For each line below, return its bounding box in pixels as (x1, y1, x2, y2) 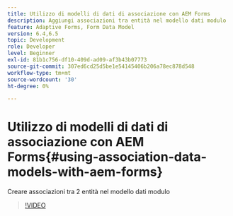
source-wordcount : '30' (7, 76, 78, 83)
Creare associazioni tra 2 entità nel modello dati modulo (7, 188, 170, 196)
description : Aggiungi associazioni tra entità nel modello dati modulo (7, 17, 227, 24)
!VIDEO (24, 201, 46, 210)
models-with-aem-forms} (7, 164, 163, 180)
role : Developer (7, 43, 55, 50)
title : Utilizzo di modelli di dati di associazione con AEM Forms (7, 10, 211, 18)
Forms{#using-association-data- (7, 149, 208, 165)
